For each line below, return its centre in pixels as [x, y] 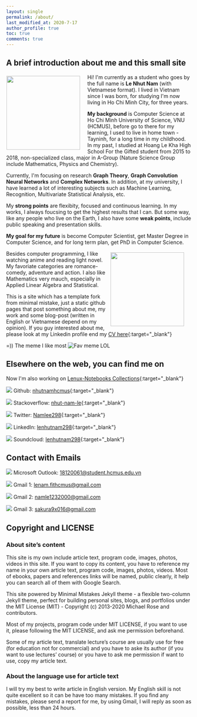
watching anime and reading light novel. [54, 260]
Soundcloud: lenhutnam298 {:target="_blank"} [69, 439]
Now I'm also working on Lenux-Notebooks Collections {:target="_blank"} [95, 378]
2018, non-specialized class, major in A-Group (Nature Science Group [91, 158]
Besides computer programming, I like [52, 253]
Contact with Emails [44, 458]
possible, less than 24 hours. [41, 708]
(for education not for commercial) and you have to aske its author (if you [95, 648]
